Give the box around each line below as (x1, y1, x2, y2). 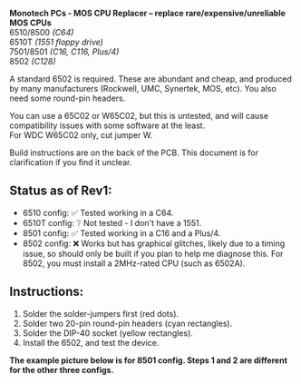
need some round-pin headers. (9, 93, 126, 103)
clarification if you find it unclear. (9, 157, 132, 167)
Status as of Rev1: (9, 183, 112, 199)
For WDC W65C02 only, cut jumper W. (9, 130, 153, 140)
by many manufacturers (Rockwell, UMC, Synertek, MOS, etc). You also (9, 84, 277, 94)
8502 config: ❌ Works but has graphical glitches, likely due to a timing (22, 238, 286, 249)
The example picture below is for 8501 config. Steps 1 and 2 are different (9, 354, 288, 366)
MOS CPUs (9, 17, 52, 28)
